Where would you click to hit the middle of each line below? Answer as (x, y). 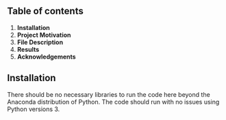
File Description (40, 42)
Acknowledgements (47, 57)
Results (28, 49)
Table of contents (45, 11)
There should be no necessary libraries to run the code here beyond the (109, 94)
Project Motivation (44, 35)
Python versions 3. (34, 109)
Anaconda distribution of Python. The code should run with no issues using (113, 102)
